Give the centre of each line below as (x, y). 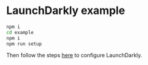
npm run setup (24, 44)
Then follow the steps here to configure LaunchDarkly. (74, 55)
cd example (20, 32)
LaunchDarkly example (66, 11)
